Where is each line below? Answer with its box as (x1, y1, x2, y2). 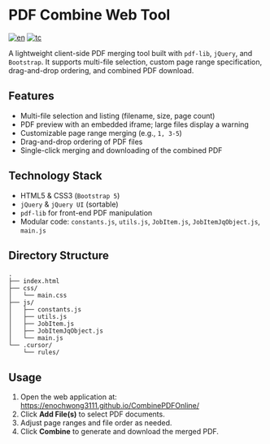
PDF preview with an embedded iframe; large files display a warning (20, 120, 250, 129)
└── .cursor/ (8, 342, 53, 350)
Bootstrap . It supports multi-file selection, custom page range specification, (8, 57, 263, 67)
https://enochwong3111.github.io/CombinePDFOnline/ (20, 401, 200, 411)
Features (8, 89, 54, 103)
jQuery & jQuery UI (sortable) (20, 199, 119, 209)
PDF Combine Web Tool (8, 6, 171, 24)
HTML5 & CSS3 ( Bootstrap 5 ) (20, 190, 120, 200)
